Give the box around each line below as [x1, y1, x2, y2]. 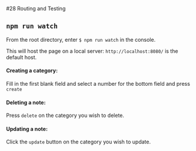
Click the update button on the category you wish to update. [6, 138, 151, 146]
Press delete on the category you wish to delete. [6, 112, 125, 119]
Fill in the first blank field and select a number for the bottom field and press [6, 80, 190, 88]
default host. [6, 53, 37, 61]
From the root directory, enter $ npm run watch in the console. [6, 36, 156, 43]
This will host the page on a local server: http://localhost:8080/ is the [6, 47, 178, 55]
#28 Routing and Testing [6, 5, 66, 12]
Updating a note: [6, 125, 48, 132]
